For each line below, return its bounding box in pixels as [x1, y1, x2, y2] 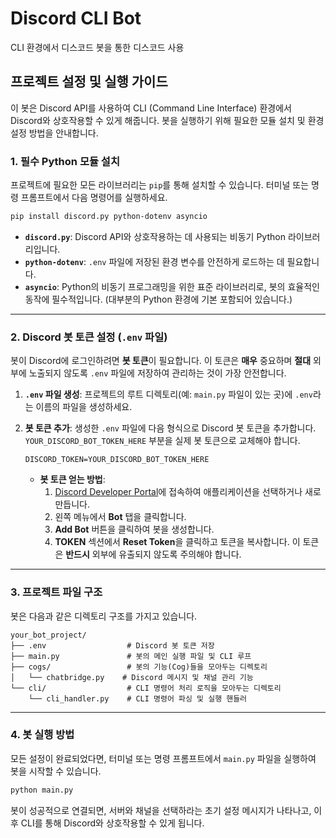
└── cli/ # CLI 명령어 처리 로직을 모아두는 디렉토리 [10, 683, 282, 693]
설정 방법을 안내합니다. [10, 127, 99, 139]
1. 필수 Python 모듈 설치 [10, 154, 120, 168]
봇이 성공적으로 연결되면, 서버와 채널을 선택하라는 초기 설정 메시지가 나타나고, [10, 804, 312, 816]
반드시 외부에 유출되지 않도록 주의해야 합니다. [65, 548, 242, 561]
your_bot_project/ [10, 630, 87, 640]
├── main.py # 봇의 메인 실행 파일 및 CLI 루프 [10, 651, 252, 661]
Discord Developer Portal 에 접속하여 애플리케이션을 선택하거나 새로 [54, 486, 322, 498]
